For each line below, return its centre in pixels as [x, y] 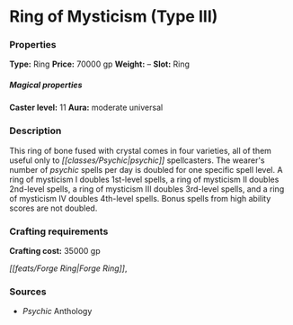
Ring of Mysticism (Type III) [114, 17]
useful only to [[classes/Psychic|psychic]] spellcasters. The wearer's [137, 160]
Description [36, 131]
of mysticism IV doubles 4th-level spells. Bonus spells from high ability [140, 198]
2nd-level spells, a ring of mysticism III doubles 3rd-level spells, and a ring [147, 189]
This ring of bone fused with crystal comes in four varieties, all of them [141, 150]
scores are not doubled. [53, 208]
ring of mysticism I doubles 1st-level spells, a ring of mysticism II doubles [144, 179]
